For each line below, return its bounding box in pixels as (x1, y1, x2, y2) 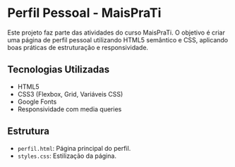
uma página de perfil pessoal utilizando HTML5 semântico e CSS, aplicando (7, 35, 228, 44)
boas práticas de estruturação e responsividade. (7, 43, 149, 51)
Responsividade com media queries (17, 104, 122, 113)
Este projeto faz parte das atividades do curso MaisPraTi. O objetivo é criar (7, 28, 226, 37)
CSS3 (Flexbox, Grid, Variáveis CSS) (17, 89, 123, 98)
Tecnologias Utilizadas (7, 63, 110, 75)
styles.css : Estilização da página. (17, 151, 116, 160)
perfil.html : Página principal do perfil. (17, 144, 131, 152)
